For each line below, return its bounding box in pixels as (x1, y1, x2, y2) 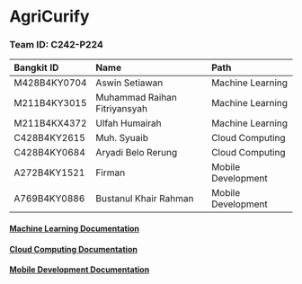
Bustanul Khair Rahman (95, 192, 194, 205)
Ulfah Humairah (95, 117, 162, 129)
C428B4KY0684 (13, 146, 85, 159)
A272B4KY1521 (13, 166, 85, 179)
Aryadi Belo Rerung (95, 146, 178, 159)
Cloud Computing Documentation (9, 244, 138, 254)
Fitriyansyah (95, 102, 148, 115)
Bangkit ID (13, 61, 59, 74)
